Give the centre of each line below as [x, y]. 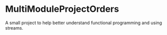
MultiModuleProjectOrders [62, 9]
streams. [14, 28]
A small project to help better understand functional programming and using [83, 23]
